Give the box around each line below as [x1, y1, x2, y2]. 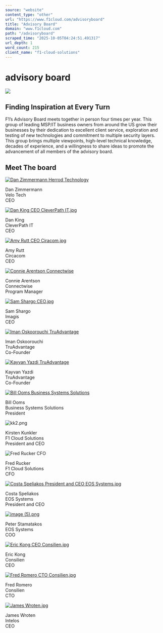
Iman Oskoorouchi [5, 339, 43, 345]
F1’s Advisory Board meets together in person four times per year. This [5, 116, 152, 122]
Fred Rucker [5, 460, 31, 466]
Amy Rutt [5, 247, 24, 253]
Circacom [5, 253, 26, 259]
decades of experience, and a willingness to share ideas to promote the [5, 143, 154, 150]
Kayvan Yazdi [5, 369, 34, 375]
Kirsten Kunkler [5, 430, 37, 436]
